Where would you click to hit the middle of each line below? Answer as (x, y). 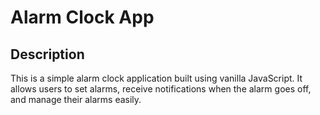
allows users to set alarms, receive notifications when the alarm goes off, (161, 89)
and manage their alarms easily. (76, 99)
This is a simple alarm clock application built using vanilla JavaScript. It (156, 78)
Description (47, 54)
